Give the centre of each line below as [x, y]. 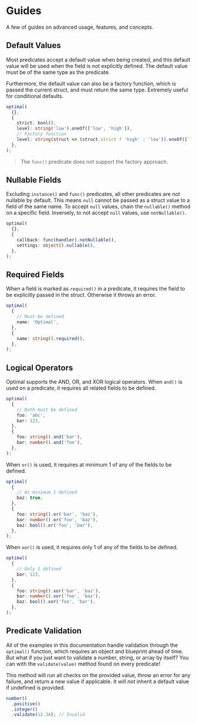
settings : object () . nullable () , [56, 245]
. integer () [25, 709]
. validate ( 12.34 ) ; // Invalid [48, 715]
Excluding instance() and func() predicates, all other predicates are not [93, 194]
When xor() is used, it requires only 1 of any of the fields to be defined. [92, 548]
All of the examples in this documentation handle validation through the [92, 645]
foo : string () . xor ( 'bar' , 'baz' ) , [59, 591]
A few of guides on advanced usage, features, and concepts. [80, 27]
